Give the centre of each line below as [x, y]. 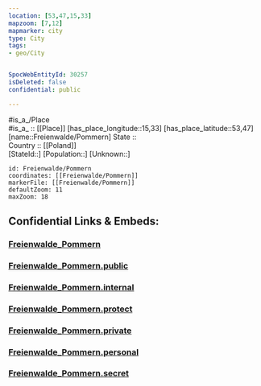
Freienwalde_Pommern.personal [74, 352]
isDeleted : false [37, 82]
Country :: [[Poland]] [42, 145]
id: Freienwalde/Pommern [50, 168]
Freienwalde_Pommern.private [70, 331]
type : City [27, 38]
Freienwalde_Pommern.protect [70, 309]
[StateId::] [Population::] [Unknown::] [69, 154]
